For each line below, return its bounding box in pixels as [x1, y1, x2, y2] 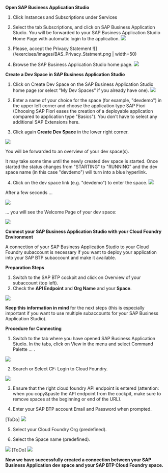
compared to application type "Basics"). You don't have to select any [12, 113, 158, 120]
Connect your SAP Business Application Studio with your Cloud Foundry [5, 228, 162, 234]
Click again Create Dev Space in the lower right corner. [12, 129, 129, 135]
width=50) [115, 51, 137, 57]
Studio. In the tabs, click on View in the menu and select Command [12, 341, 154, 347]
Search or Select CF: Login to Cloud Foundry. [12, 366, 108, 372]
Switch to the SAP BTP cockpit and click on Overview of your [12, 274, 141, 280]
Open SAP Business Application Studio [5, 5, 90, 10]
